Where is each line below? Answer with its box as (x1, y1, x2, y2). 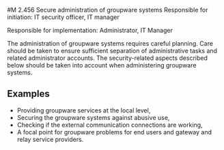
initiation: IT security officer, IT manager (7, 13, 120, 21)
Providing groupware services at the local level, (16, 106, 151, 115)
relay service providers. (16, 135, 84, 143)
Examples (7, 88, 50, 100)
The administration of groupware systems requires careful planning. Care (7, 40, 214, 47)
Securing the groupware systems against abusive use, (16, 113, 170, 121)
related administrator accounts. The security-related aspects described (7, 54, 208, 62)
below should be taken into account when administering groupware (7, 61, 197, 69)
